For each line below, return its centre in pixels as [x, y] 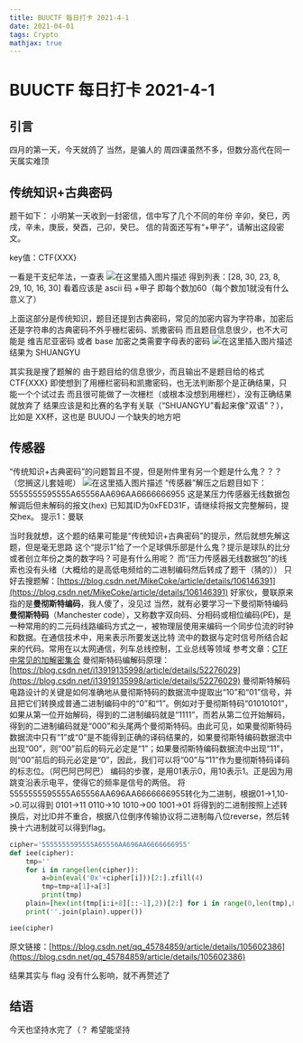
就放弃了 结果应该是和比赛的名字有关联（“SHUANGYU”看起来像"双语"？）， [149, 405]
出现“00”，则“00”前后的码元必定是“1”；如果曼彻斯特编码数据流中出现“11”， [149, 748]
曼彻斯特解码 [266, 680]
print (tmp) [62, 895]
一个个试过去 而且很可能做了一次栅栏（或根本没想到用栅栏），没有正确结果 [154, 395]
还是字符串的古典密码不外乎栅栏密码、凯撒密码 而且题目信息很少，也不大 [145, 330]
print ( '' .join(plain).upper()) [84, 912]
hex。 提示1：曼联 [50, 517]
